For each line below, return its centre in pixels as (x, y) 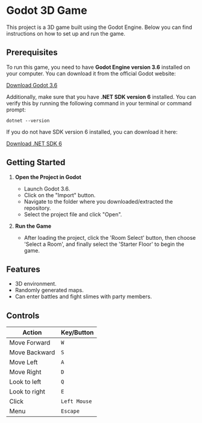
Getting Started (36, 162)
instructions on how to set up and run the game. (66, 33)
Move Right (25, 372)
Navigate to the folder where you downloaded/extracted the (98, 201)
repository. (37, 208)
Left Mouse (77, 402)
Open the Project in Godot (48, 177)
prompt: (16, 110)
